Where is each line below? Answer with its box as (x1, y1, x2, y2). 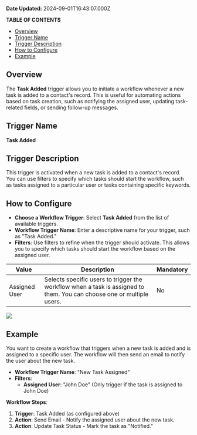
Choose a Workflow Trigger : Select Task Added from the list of (14, 214, 169, 221)
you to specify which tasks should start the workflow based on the (14, 245, 176, 252)
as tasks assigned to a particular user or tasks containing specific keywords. (6, 181, 191, 188)
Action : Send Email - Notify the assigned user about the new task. (14, 416, 175, 423)
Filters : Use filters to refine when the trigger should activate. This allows (14, 239, 189, 246)
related (6, 104, 23, 111)
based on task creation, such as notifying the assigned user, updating (6, 97, 175, 104)
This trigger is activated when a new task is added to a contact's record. (6, 169, 181, 176)
